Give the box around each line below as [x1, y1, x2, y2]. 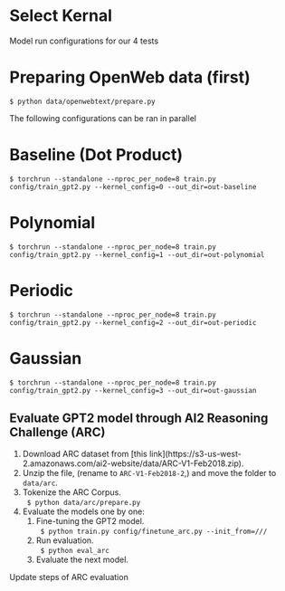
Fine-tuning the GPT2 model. [35, 516, 145, 527]
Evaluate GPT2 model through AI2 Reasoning [9, 411, 269, 426]
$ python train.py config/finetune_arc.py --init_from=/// [40, 527, 268, 537]
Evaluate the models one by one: [22, 506, 145, 517]
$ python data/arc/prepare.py [26, 499, 141, 508]
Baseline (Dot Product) [9, 145, 184, 166]
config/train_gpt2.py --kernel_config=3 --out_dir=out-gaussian [9, 386, 257, 395]
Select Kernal [9, 5, 113, 26]
